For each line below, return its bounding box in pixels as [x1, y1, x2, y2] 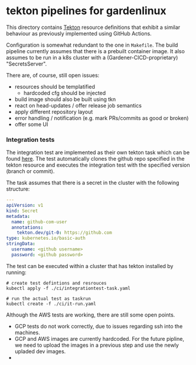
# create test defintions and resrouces [6, 280, 107, 286]
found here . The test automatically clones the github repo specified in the [6, 155, 185, 162]
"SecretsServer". [6, 60, 47, 67]
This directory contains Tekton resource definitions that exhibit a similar [6, 24, 181, 31]
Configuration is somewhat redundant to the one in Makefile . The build [6, 41, 178, 48]
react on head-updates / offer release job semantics [14, 102, 142, 109]
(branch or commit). [6, 168, 55, 175]
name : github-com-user [11, 219, 67, 225]
